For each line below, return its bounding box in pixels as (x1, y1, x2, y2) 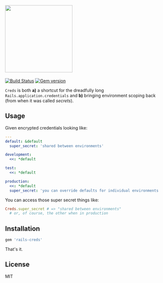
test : (5, 166, 16, 171)
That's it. (5, 246, 23, 252)
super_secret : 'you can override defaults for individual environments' (9, 188, 161, 193)
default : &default (5, 139, 43, 144)
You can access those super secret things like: (5, 197, 99, 203)
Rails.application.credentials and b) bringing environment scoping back (5, 92, 156, 98)
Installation (5, 224, 40, 233)
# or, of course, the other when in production (9, 211, 109, 216)
